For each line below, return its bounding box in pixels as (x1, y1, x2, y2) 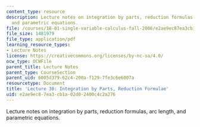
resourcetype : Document (6, 81, 65, 87)
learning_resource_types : (6, 42, 70, 48)
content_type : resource (6, 8, 65, 15)
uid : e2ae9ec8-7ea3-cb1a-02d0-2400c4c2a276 (6, 91, 116, 97)
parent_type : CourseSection (6, 69, 76, 75)
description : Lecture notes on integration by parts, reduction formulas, (6, 14, 196, 20)
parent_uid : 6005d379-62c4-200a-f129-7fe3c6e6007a (6, 75, 135, 81)
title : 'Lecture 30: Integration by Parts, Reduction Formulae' (6, 86, 169, 92)
